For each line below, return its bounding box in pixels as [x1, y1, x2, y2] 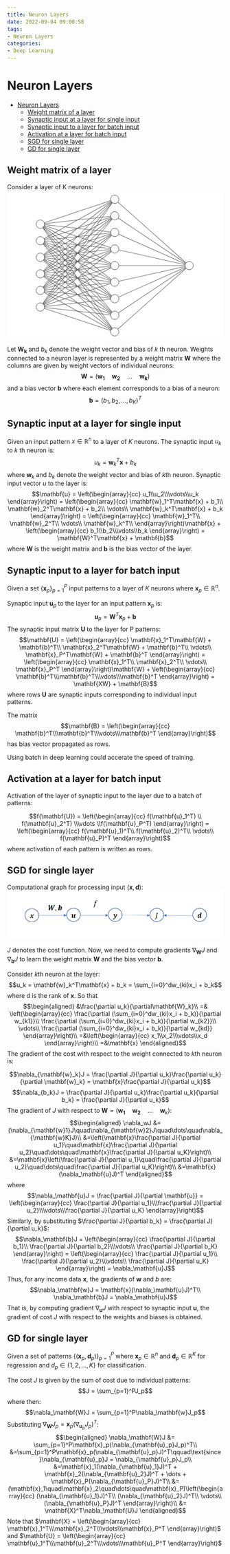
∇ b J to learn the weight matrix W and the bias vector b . [7, 955, 163, 965]
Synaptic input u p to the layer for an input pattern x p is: [7, 599, 163, 609]
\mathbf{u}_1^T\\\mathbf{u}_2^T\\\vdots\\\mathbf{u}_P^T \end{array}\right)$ [7, 1539, 222, 1548]
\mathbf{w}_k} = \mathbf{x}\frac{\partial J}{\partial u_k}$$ [43, 1078, 211, 1086]
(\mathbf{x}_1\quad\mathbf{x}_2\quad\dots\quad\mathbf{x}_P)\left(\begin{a [8, 1484, 223, 1493]
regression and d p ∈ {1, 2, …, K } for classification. [7, 1361, 146, 1371]
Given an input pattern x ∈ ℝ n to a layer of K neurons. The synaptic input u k [7, 436, 222, 447]
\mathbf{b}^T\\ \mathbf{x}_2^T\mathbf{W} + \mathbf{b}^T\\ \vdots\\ [19, 643, 212, 651]
